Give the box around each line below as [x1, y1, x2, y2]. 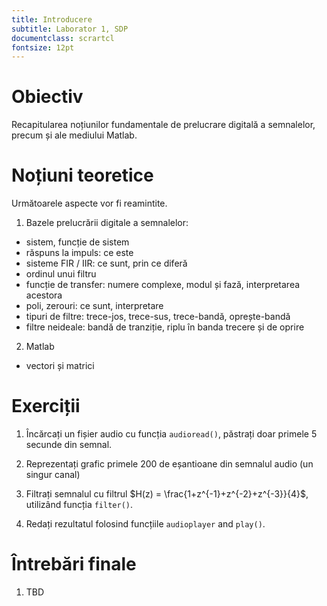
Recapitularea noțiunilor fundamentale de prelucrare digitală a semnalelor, [11, 119, 316, 131]
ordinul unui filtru [25, 268, 97, 280]
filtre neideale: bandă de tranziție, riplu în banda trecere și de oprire [25, 321, 305, 333]
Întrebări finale [11, 553, 137, 576]
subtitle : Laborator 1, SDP [11, 24, 129, 34]
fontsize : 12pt [11, 42, 75, 53]
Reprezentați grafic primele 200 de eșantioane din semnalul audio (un [25, 458, 314, 470]
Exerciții [11, 395, 81, 418]
